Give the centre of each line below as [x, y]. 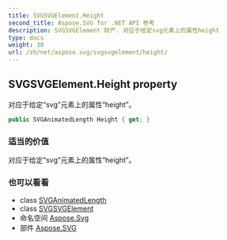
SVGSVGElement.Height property [93, 84]
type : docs [26, 38]
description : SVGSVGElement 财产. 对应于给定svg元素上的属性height [114, 30]
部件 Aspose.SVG [48, 228]
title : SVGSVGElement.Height [56, 15]
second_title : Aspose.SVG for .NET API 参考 [81, 23]
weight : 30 [26, 45]
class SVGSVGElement [57, 209]
